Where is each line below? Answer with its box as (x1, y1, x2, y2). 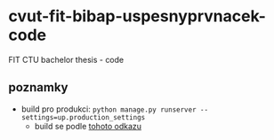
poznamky (8, 80, 68, 95)
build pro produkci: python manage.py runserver (20, 104, 197, 114)
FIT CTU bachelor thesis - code (8, 54, 125, 65)
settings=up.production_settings (20, 113, 146, 121)
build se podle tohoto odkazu (34, 121, 142, 131)
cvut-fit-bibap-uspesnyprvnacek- (8, 6, 266, 27)
